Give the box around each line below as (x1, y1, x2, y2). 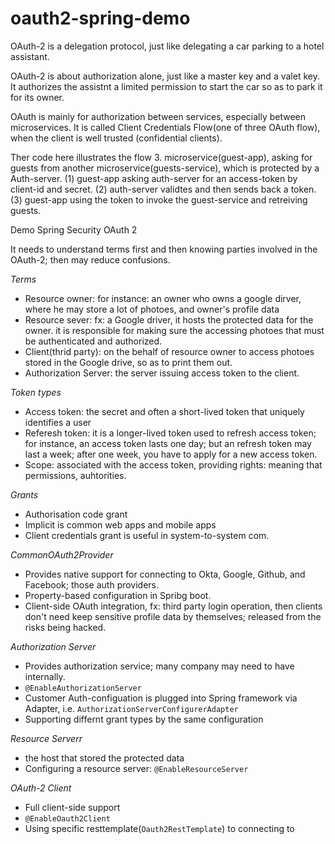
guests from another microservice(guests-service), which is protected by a (10, 162, 320, 174)
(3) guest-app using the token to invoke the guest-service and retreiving (10, 193, 308, 206)
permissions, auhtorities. (24, 469, 127, 481)
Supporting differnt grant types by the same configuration (24, 713, 264, 725)
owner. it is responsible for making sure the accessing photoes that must (24, 324, 325, 336)
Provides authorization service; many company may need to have (24, 660, 295, 672)
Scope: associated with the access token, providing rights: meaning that (24, 458, 323, 471)
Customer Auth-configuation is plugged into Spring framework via (24, 692, 298, 704)
